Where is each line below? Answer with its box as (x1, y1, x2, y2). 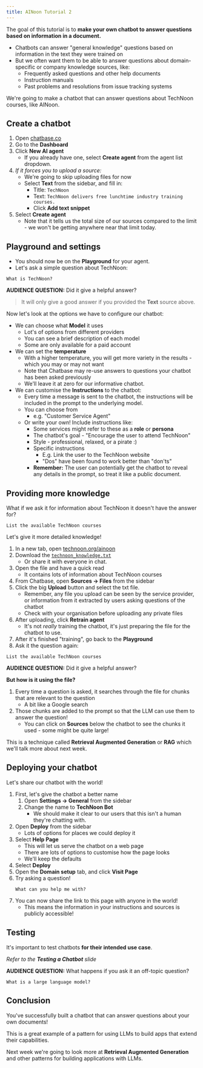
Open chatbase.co (15, 134, 62, 142)
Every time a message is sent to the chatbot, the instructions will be (24, 393, 193, 400)
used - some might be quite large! (24, 727, 109, 734)
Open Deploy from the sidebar (15, 822, 92, 830)
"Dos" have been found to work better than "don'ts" (42, 457, 172, 465)
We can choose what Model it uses (15, 322, 104, 329)
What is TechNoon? (6, 276, 53, 282)
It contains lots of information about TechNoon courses (24, 571, 162, 578)
